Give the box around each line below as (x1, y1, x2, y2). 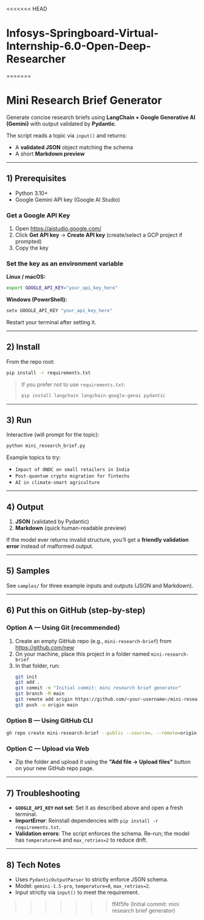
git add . (15, 680, 41, 686)
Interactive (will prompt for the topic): (6, 431, 100, 438)
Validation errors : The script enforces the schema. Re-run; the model (15, 830, 190, 837)
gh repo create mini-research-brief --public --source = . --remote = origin (6, 730, 197, 737)
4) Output (6, 502, 44, 512)
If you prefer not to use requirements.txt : (21, 381, 126, 388)
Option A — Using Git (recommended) (6, 624, 120, 632)
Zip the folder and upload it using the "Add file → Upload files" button (15, 758, 191, 766)
